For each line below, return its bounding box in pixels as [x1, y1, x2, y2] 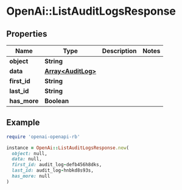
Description [102, 47, 137, 55]
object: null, [12, 150, 47, 156]
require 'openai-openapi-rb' [6, 133, 80, 140]
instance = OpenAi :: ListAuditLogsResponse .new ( [6, 145, 130, 151]
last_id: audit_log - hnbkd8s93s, [12, 167, 94, 174]
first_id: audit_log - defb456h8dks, [12, 162, 102, 168]
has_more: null [12, 173, 51, 180]
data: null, [12, 156, 43, 163]
